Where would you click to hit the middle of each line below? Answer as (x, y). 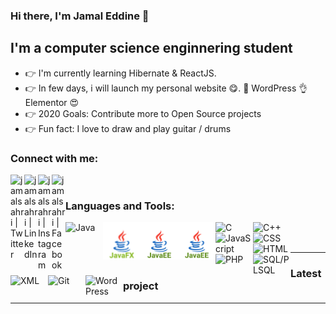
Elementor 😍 (52, 102)
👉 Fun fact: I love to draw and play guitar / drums (128, 128)
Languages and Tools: (120, 206)
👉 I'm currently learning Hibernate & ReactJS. (120, 73)
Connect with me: (54, 158)
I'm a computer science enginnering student (151, 48)
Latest (306, 274)
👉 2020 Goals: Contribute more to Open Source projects (143, 113)
